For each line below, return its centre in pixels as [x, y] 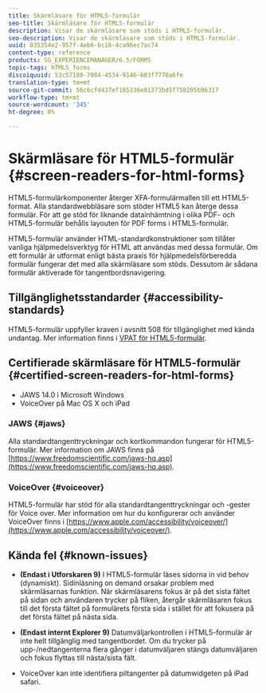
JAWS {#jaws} [37, 424]
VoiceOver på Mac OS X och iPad [74, 403]
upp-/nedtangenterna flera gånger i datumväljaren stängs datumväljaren [138, 649]
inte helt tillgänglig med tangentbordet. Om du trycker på [113, 640]
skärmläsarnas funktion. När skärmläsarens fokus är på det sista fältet [135, 591]
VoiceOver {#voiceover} [57, 487]
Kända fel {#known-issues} [78, 555]
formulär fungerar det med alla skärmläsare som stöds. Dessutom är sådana [133, 263]
